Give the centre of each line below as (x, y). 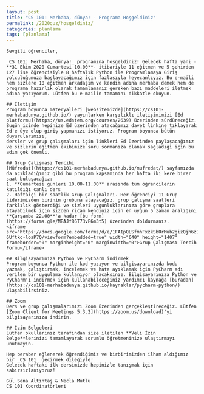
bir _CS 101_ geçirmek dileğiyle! (50, 360)
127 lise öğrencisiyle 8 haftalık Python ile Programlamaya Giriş (92, 73)
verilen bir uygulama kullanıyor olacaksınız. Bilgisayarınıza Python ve (102, 275)
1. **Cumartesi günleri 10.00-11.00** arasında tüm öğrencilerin (90, 184)
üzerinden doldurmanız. (140, 222)
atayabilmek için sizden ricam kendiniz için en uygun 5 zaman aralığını (102, 211)
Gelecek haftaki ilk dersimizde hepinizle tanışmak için (80, 365)
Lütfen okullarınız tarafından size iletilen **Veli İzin (81, 333)
